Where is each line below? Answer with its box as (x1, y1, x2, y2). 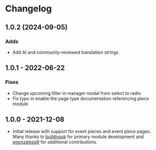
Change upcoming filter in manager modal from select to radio (12, 90, 141, 96)
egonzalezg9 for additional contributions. (12, 139, 97, 145)
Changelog (5, 3, 52, 14)
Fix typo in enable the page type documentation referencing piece (12, 95, 149, 101)
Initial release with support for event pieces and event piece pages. (12, 128, 151, 134)
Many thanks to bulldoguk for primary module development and (12, 133, 144, 140)
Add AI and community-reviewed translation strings (12, 49, 119, 55)
